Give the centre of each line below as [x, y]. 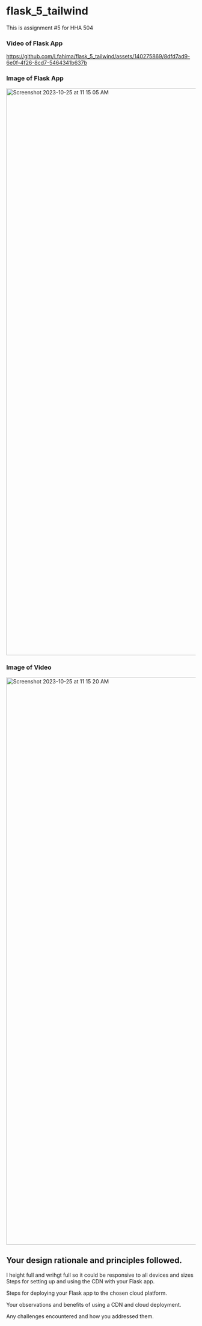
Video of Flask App [35, 43]
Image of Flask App [35, 78]
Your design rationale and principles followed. [94, 1260]
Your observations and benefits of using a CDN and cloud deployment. [94, 1304]
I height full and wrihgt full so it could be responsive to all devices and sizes [100, 1275]
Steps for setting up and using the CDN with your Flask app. [81, 1281]
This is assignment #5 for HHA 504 [50, 28]
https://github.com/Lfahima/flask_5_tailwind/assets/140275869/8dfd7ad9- [98, 57]
